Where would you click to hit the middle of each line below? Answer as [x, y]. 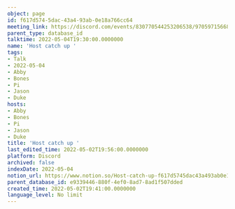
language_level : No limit [45, 195]
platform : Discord [34, 156]
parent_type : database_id [45, 33]
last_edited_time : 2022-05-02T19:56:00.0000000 [78, 150]
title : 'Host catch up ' [43, 144]
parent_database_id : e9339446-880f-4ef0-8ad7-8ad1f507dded [95, 182]
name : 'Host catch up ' [42, 46]
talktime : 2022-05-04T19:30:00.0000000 [65, 40]
